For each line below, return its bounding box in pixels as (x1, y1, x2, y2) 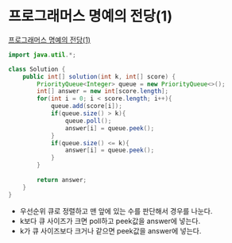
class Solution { (8, 65, 66, 73)
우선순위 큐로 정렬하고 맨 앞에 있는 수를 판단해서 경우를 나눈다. (19, 206, 213, 215)
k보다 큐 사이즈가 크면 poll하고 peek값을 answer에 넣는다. (19, 216, 201, 226)
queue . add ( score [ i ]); (50, 102, 123, 110)
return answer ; (37, 175, 87, 183)
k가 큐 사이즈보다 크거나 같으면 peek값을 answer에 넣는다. (19, 226, 202, 235)
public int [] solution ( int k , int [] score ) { (22, 72, 176, 80)
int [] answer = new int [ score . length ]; (37, 87, 169, 95)
